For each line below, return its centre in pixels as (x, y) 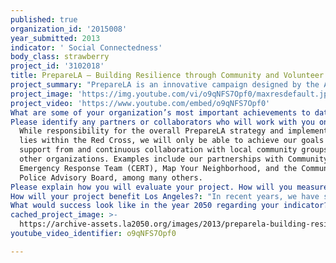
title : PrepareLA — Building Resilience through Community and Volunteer (167, 76)
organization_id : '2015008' (69, 29)
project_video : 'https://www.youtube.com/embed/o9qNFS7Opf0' (140, 103)
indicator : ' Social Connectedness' (86, 47)
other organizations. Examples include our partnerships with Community (174, 159)
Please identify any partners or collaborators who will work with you (162, 122)
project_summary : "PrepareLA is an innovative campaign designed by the (165, 85)
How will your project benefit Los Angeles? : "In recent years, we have (165, 196)
